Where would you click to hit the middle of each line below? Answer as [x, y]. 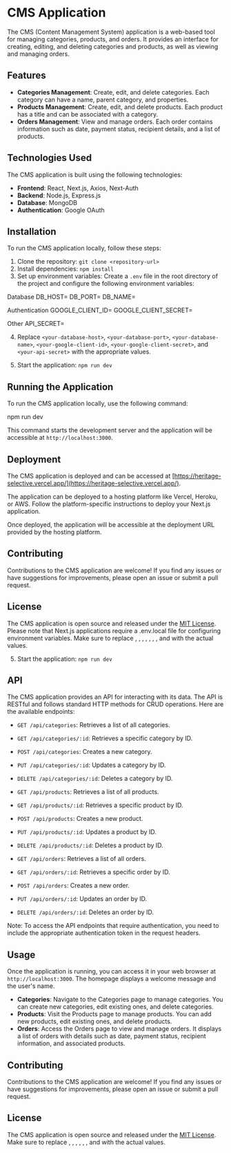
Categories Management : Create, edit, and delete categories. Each [113, 92]
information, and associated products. [71, 1043]
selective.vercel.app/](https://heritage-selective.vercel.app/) [93, 483]
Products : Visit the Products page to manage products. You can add [114, 1014]
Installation [32, 232]
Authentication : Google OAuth [61, 210]
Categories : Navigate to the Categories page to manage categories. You [120, 1000]
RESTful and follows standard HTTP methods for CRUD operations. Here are [115, 704]
